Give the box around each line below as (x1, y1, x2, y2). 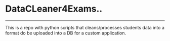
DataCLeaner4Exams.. (5, 3, 103, 15)
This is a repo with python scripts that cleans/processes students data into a (5, 24, 164, 30)
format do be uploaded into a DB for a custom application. (5, 30, 126, 36)
